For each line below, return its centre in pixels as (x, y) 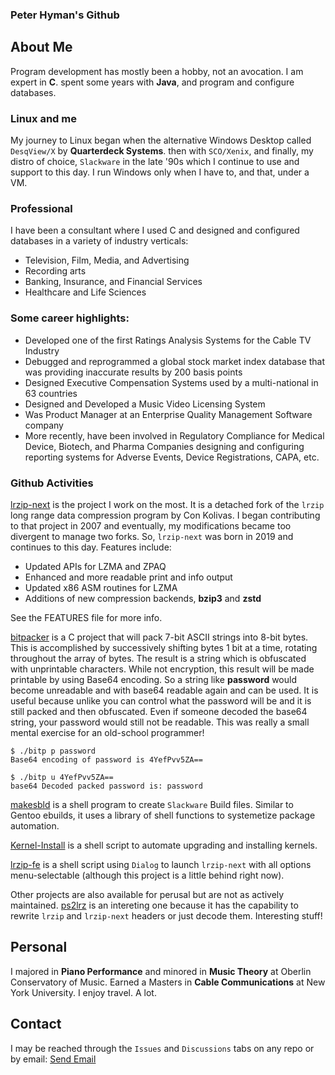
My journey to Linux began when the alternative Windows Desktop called (161, 140)
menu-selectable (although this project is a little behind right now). (147, 875)
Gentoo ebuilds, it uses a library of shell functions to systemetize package (163, 815)
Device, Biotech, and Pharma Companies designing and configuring (164, 446)
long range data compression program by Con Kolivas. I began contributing (165, 515)
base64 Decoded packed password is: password (106, 786)
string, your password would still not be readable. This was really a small (160, 722)
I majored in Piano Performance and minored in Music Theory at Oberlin (161, 971)
